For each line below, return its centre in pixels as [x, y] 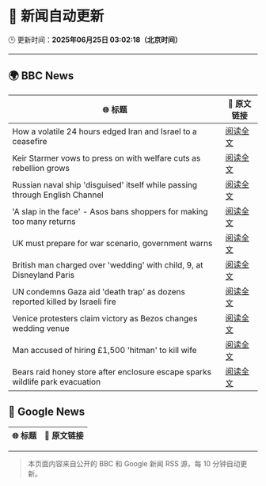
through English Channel [58, 195]
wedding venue [41, 328]
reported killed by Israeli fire [64, 302]
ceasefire [30, 141]
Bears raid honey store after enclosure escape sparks [112, 371]
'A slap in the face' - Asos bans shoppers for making [110, 211]
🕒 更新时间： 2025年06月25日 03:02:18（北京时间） [95, 40]
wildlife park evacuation [57, 382]
